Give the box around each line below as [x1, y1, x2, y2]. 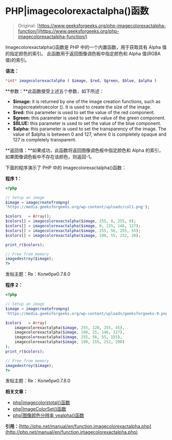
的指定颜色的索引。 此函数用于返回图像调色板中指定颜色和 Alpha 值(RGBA [5, 50, 161, 57]
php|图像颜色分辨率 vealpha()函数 [12, 412, 84, 418]
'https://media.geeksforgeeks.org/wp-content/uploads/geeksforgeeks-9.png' [5, 311, 170, 316]
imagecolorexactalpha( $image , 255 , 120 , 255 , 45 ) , [14, 325, 125, 330]
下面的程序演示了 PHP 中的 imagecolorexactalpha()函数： [5, 164, 126, 171]
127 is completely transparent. [12, 136, 77, 142]
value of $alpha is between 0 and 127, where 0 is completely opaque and [12, 131, 167, 137]
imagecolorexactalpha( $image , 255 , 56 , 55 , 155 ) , [14, 335, 123, 340]
